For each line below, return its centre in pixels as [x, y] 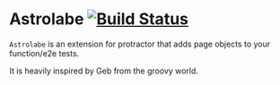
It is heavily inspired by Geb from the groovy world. [104, 71]
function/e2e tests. [44, 53]
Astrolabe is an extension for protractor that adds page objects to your [140, 44]
